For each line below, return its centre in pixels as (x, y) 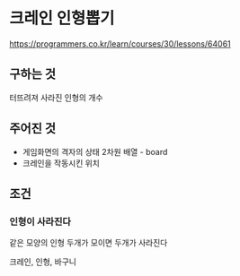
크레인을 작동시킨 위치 (61, 163)
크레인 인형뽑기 (62, 18)
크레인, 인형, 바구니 (43, 262)
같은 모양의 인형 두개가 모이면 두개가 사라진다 (89, 243)
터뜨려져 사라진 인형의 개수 (56, 97)
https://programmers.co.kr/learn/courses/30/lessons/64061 (120, 43)
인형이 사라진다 (40, 221)
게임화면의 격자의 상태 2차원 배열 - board (95, 151)
